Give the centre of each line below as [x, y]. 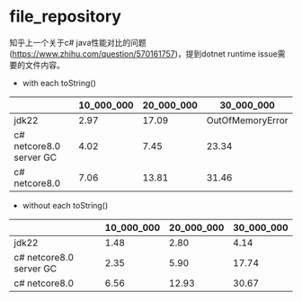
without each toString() [65, 205]
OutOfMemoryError [247, 120]
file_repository [65, 17]
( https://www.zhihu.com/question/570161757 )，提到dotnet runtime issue [144, 53]
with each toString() [59, 83]
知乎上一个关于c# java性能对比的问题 [78, 42]
